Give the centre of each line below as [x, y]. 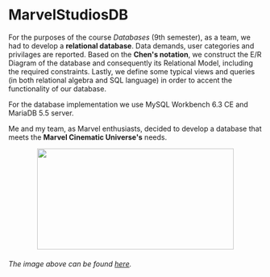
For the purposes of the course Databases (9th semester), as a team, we [130, 37]
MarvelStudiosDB [69, 15]
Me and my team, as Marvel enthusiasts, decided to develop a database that [135, 128]
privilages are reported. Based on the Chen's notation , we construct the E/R [135, 54]
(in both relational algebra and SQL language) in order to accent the [120, 80]
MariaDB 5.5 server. [41, 113]
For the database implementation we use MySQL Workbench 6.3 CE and [128, 104]
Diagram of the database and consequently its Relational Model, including [131, 63]
